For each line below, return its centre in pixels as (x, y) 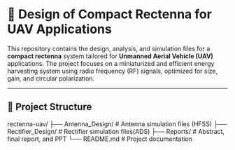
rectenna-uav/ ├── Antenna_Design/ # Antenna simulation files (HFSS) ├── (117, 124)
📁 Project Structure (50, 107)
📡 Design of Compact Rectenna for (109, 14)
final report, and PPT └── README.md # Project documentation (100, 139)
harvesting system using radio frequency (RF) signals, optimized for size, (113, 71)
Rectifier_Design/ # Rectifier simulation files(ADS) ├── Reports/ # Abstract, (116, 131)
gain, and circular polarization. (51, 78)
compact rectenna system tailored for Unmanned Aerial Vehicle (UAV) (110, 56)
